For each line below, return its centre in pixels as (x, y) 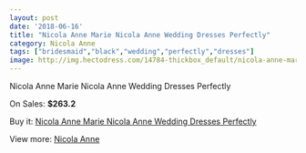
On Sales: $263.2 (42, 104)
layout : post (34, 18)
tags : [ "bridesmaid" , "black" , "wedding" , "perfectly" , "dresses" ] (132, 52)
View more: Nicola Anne (55, 139)
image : (22, 60)
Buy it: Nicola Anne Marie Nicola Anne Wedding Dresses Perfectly (133, 121)
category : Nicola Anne (52, 43)
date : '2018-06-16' (46, 26)
